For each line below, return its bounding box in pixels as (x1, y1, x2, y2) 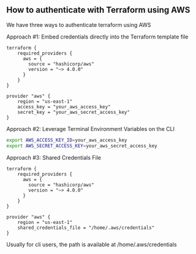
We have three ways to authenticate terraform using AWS (6, 21, 151, 28)
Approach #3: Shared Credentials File (6, 154, 101, 161)
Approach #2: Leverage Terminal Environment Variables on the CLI (6, 125, 175, 132)
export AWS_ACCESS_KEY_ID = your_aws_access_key (6, 137, 127, 143)
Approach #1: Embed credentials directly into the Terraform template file (6, 33, 189, 40)
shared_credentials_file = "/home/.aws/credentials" (17, 225, 155, 231)
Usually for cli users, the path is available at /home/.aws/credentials (6, 241, 177, 248)
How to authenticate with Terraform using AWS (6, 5, 190, 15)
